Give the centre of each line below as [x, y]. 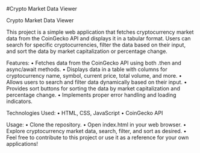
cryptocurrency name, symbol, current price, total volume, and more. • [94, 76]
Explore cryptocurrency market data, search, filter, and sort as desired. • [96, 131]
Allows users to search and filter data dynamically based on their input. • [97, 82]
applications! [22, 144]
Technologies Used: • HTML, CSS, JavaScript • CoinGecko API [85, 113]
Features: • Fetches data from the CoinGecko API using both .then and [94, 63]
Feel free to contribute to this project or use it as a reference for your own [98, 137]
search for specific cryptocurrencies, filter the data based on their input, [96, 45]
